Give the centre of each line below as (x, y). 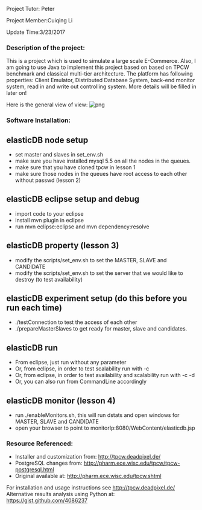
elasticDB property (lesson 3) (63, 246)
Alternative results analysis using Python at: (61, 494)
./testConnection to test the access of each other (76, 322)
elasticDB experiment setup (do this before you (97, 299)
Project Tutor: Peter (30, 9)
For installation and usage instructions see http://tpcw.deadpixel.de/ (91, 488)
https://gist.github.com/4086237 (47, 500)
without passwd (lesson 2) (48, 180)
